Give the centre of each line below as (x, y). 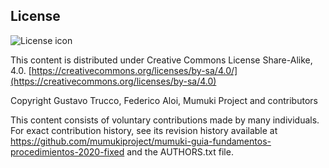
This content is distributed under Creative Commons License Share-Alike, (161, 60)
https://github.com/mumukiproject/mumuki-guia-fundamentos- (141, 141)
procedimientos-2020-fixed (67, 151)
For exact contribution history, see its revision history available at (144, 130)
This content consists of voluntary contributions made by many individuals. (165, 120)
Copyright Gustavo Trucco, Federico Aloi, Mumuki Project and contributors (164, 100)
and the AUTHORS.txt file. (180, 151)
